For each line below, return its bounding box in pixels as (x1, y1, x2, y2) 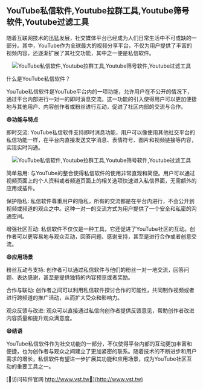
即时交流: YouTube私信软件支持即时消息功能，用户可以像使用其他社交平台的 (6, 129, 195, 136)
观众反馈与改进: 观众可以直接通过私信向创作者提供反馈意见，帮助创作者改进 (6, 307, 195, 314)
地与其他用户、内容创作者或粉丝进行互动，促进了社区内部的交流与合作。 (6, 103, 186, 110)
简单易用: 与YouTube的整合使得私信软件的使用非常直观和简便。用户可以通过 (6, 169, 195, 176)
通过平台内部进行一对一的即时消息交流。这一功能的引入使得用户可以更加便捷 (6, 95, 197, 103)
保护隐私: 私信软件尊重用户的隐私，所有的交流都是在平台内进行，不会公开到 (6, 197, 195, 204)
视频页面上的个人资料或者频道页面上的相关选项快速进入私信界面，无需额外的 (6, 177, 197, 184)
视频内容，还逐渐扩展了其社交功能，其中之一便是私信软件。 (6, 49, 155, 56)
